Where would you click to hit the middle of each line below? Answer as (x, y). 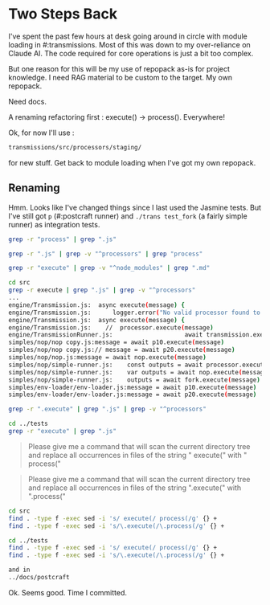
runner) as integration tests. (54, 224)
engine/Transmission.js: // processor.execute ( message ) (111, 327)
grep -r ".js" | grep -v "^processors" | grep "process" (106, 254)
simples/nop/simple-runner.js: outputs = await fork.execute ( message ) (135, 380)
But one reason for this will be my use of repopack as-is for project (119, 68)
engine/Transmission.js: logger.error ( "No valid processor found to (135, 313)
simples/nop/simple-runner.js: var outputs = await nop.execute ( (125, 372)
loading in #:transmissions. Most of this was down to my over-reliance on (129, 44)
